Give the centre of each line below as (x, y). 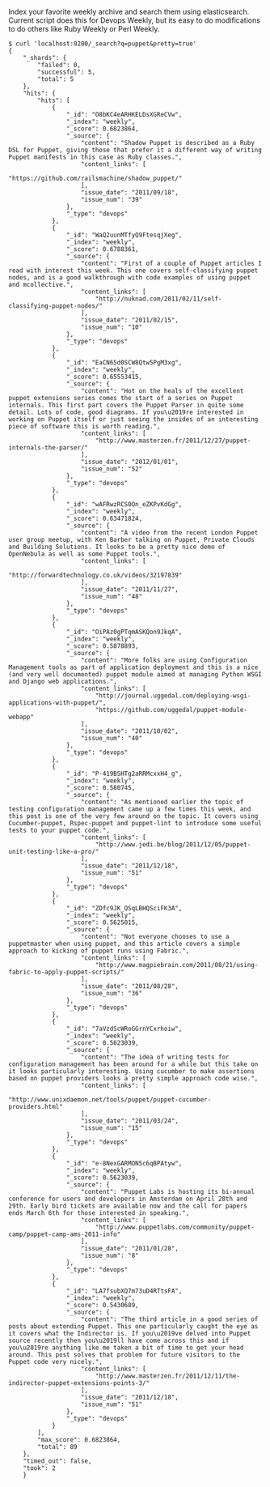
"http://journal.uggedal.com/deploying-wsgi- (173, 696)
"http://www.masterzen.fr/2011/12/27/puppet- (173, 441)
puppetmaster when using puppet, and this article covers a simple (124, 944)
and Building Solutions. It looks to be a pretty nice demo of (117, 547)
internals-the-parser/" (49, 448)
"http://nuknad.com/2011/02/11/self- (158, 299)
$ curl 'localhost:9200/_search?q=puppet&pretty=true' (103, 44)
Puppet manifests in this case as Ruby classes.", (95, 157)
